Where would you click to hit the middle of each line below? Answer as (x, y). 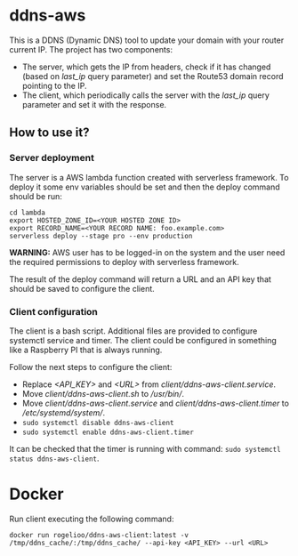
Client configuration (53, 311)
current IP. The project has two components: (91, 49)
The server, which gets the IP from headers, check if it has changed (146, 67)
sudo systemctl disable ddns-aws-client (98, 423)
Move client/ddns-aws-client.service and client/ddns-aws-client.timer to (155, 403)
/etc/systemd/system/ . (63, 412)
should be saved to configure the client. (82, 288)
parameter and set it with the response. (94, 104)
